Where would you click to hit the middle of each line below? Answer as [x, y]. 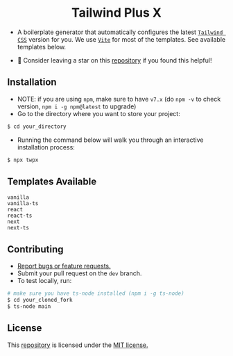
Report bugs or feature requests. [64, 266]
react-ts [20, 216]
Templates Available [52, 181]
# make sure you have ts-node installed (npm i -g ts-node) [96, 293]
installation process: [46, 147]
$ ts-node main [29, 306]
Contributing [35, 249]
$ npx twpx [23, 160]
